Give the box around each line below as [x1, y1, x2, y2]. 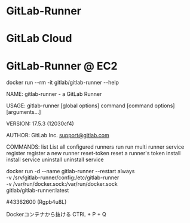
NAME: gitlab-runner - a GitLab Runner [6, 91, 102, 98]
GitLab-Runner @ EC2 [6, 59, 118, 73]
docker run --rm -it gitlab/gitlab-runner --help [6, 79, 119, 86]
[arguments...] [6, 109, 41, 116]
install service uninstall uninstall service [6, 156, 104, 163]
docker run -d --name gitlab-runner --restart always [6, 168, 135, 175]
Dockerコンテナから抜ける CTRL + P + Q [6, 211, 106, 218]
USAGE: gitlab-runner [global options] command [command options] [6, 102, 175, 109]
